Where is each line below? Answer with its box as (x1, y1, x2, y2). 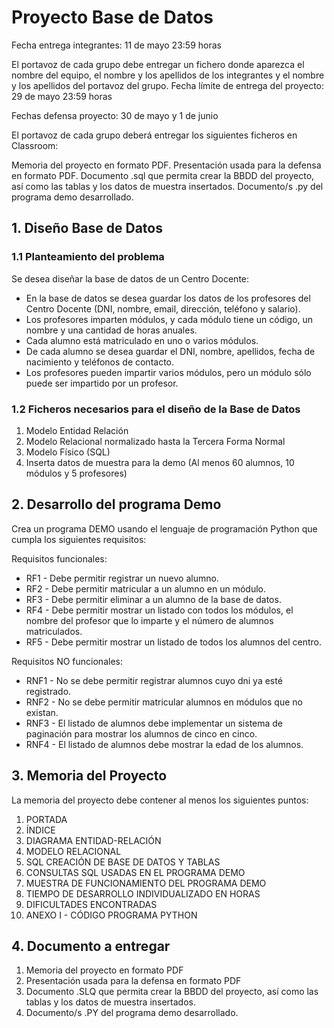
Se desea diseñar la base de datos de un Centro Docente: (11, 272, 250, 285)
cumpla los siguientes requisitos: (11, 533, 147, 545)
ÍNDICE (25, 824, 56, 836)
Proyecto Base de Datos (11, 6, 214, 29)
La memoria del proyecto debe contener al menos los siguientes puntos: (11, 794, 309, 806)
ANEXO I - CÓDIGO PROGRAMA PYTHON (25, 909, 198, 921)
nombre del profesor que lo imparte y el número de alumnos (25, 614, 274, 626)
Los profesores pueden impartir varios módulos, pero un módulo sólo (25, 366, 312, 378)
